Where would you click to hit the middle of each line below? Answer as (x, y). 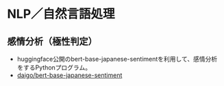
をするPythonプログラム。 (54, 68)
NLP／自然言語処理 (61, 14)
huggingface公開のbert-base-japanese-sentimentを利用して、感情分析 (117, 59)
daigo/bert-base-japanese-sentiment (70, 75)
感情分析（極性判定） (52, 41)
